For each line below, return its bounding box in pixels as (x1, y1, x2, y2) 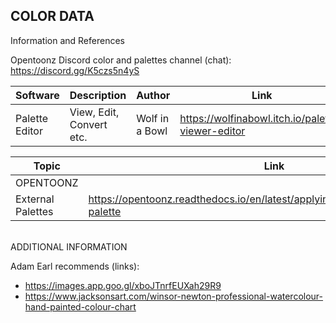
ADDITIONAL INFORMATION (10, 240, 128, 253)
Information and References (10, 34, 125, 46)
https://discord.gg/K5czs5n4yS (10, 64, 140, 76)
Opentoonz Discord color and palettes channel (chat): (10, 54, 232, 66)
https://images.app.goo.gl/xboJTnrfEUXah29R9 (24, 279, 222, 291)
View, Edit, (69, 105, 120, 119)
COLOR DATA (10, 8, 95, 25)
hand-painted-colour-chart (24, 300, 137, 313)
